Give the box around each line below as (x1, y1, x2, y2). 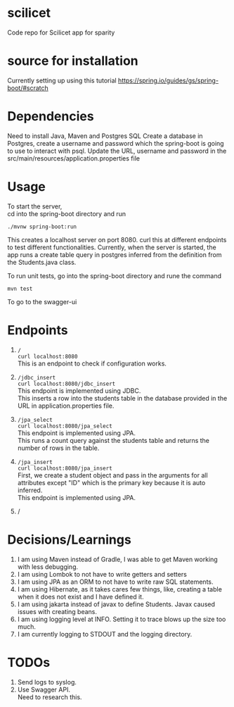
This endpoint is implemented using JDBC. (17, 386, 141, 395)
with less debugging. (17, 562, 79, 571)
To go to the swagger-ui (7, 297, 77, 306)
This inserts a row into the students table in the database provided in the (17, 394, 228, 402)
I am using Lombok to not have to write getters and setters (17, 570, 188, 578)
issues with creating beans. (17, 607, 97, 615)
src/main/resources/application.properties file (7, 154, 141, 163)
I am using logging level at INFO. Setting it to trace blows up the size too (17, 615, 226, 623)
